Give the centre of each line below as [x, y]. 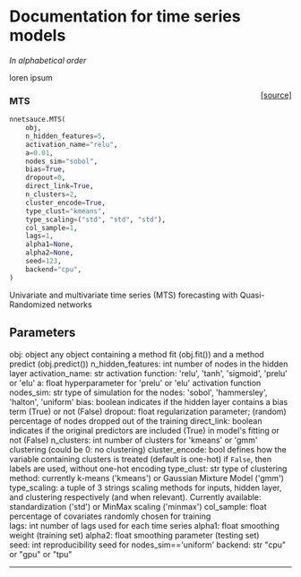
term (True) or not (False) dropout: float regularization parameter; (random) [148, 411]
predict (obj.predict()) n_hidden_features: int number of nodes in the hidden [149, 364]
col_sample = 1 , [52, 228]
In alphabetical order [48, 60]
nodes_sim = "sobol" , [62, 161]
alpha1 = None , [50, 245]
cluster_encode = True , [65, 202]
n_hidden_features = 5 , [65, 136]
